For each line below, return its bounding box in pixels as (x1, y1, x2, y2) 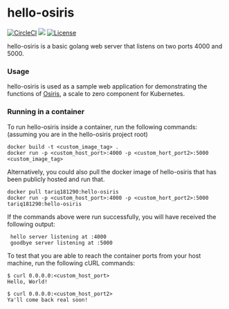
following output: (7, 220, 55, 228)
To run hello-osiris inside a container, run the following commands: (7, 122, 198, 131)
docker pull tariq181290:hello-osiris (7, 188, 119, 195)
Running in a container (7, 107, 85, 117)
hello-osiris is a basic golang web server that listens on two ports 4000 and (7, 41, 223, 50)
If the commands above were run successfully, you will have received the (7, 212, 217, 221)
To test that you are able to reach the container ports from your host (7, 251, 201, 260)
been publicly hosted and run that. (7, 175, 105, 183)
